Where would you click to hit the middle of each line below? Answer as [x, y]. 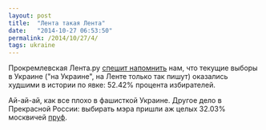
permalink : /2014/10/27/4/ [53, 38]
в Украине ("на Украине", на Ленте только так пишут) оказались [118, 77]
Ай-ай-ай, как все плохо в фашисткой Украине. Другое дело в [115, 100]
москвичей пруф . [38, 117]
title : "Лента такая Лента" [57, 23]
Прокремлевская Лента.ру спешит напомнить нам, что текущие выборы [133, 68]
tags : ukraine [32, 45]
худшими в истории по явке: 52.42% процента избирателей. [112, 85]
